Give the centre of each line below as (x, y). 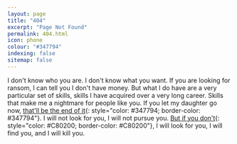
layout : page (27, 14)
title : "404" (27, 21)
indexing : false (31, 54)
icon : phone (25, 40)
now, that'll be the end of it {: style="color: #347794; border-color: (104, 110)
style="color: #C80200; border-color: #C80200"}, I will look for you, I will (115, 126)
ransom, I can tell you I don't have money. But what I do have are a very (112, 88)
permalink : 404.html (38, 34)
